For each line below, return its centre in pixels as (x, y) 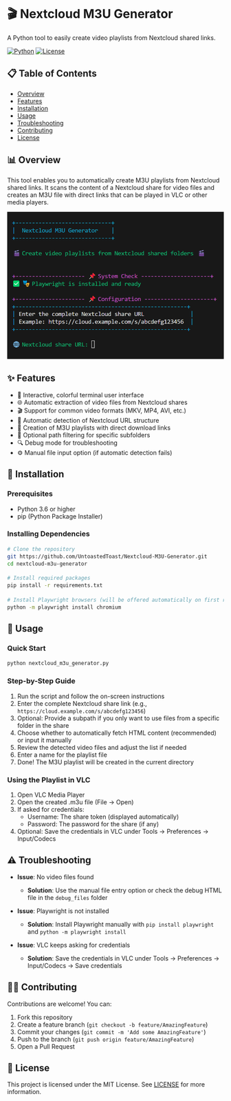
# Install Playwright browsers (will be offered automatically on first (113, 600)
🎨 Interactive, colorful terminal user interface (80, 395)
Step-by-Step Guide (41, 681)
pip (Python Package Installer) (60, 516)
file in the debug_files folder (67, 897)
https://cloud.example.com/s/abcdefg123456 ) (81, 711)
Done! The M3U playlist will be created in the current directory (106, 762)
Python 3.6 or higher (46, 509)
